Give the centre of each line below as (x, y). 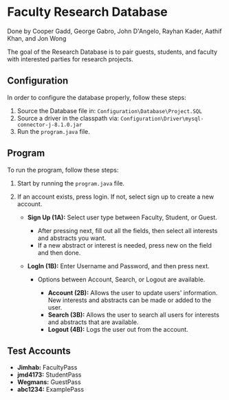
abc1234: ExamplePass (51, 390)
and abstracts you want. (72, 238)
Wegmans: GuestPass (49, 382)
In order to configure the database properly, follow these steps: (97, 97)
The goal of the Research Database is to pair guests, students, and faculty (112, 52)
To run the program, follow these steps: (63, 170)
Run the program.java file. (54, 131)
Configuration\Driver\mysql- (162, 119)
